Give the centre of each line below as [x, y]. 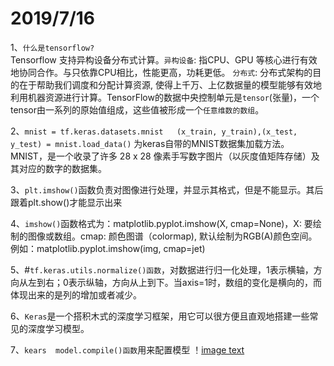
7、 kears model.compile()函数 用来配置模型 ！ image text [127, 349]
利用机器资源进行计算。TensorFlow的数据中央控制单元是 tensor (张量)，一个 [165, 97]
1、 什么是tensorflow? [52, 47]
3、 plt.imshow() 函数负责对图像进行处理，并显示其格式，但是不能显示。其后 [167, 189]
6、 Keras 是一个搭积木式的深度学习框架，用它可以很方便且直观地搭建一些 [160, 316]
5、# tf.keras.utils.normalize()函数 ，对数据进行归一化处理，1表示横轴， [162, 269]
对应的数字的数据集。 [62, 168]
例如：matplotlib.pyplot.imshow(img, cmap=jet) [108, 248]
